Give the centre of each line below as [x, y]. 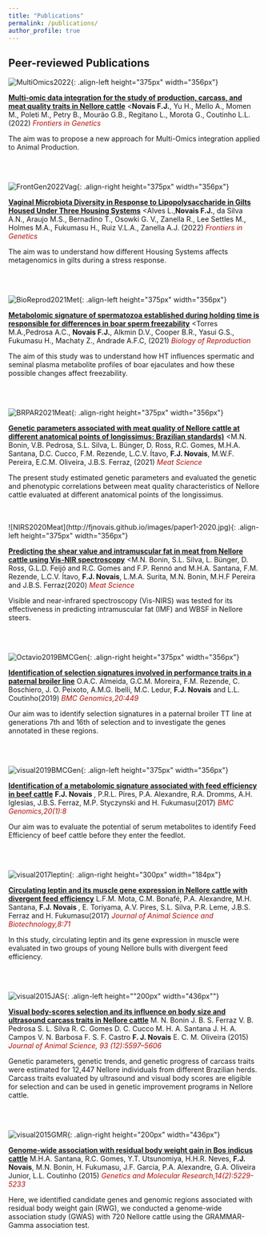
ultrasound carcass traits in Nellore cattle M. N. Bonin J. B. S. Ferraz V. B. [131, 1020]
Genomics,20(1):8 [38, 811]
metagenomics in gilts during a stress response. [87, 260]
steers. [20, 618]
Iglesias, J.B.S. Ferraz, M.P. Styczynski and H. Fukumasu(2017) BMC [121, 803]
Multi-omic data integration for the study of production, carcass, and [125, 98]
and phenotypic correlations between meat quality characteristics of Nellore [134, 486]
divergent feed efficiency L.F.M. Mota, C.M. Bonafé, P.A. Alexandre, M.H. [130, 899]
